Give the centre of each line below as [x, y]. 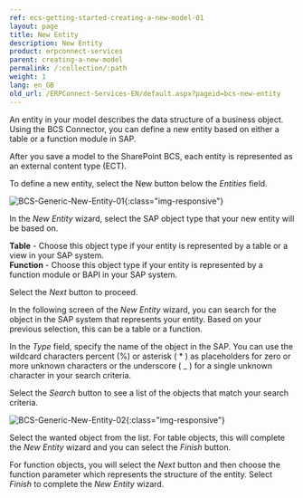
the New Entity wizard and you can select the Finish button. [120, 447]
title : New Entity [44, 34]
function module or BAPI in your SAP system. [94, 274]
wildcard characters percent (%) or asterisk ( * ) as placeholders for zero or [150, 356]
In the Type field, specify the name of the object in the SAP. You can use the [151, 346]
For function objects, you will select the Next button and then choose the [145, 464]
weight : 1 [28, 77]
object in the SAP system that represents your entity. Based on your [136, 319]
